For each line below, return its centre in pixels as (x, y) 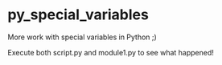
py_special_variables (78, 15)
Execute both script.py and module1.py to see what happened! (111, 52)
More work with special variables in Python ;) (82, 37)
